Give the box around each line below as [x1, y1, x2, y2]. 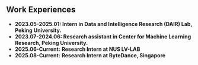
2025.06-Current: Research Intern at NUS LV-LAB [14, 45, 140, 53]
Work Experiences [6, 5, 76, 15]
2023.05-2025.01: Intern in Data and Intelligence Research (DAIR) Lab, [14, 20, 193, 27]
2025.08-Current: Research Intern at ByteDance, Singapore [14, 51, 166, 58]
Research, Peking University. [14, 39, 88, 46]
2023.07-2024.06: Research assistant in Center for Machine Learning [14, 32, 191, 40]
